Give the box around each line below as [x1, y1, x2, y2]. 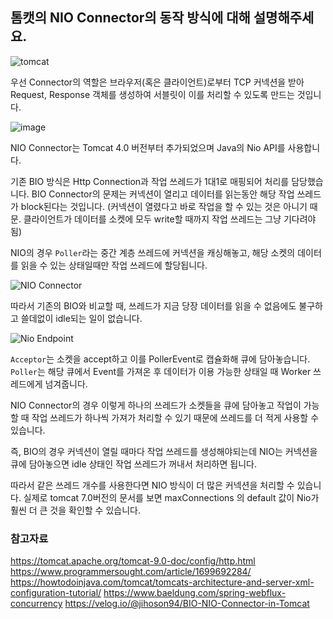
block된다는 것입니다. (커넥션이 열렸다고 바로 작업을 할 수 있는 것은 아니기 [20, 200, 308, 212]
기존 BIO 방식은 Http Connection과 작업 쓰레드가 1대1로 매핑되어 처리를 [10, 175, 290, 187]
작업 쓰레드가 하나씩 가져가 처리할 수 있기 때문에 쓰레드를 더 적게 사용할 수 [31, 411, 320, 423]
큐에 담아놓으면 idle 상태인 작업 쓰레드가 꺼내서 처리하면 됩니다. [10, 458, 257, 470]
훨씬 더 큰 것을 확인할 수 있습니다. [10, 504, 141, 516]
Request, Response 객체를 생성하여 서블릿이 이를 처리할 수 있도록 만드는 [10, 88, 295, 100]
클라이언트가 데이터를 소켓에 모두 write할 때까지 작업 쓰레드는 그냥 [23, 213, 282, 225]
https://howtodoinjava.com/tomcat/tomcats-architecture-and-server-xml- [10, 576, 315, 588]
